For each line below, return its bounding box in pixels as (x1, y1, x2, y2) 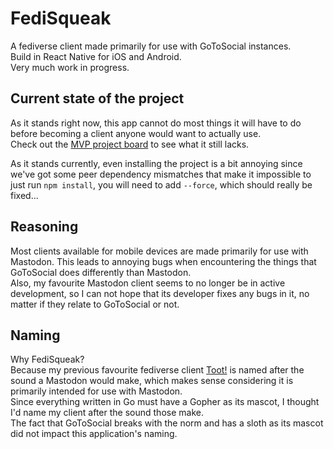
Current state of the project (10, 90, 185, 107)
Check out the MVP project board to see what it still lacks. (10, 138, 250, 150)
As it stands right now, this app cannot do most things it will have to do (10, 117, 302, 129)
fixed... (10, 189, 39, 201)
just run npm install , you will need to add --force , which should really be (10, 178, 313, 191)
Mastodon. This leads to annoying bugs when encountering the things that (10, 255, 317, 267)
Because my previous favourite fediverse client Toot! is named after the (10, 364, 305, 376)
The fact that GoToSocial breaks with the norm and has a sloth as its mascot (10, 417, 324, 429)
